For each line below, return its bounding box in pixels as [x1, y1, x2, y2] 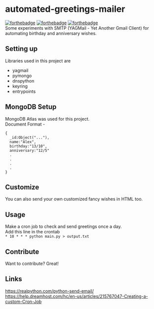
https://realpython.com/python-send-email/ [5, 288, 94, 294]
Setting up [5, 44, 38, 53]
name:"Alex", [9, 139, 37, 144]
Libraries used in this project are [5, 58, 71, 64]
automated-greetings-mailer [5, 3, 125, 15]
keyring [12, 83, 28, 89]
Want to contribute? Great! [5, 261, 59, 266]
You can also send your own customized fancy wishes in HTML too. [5, 196, 143, 202]
